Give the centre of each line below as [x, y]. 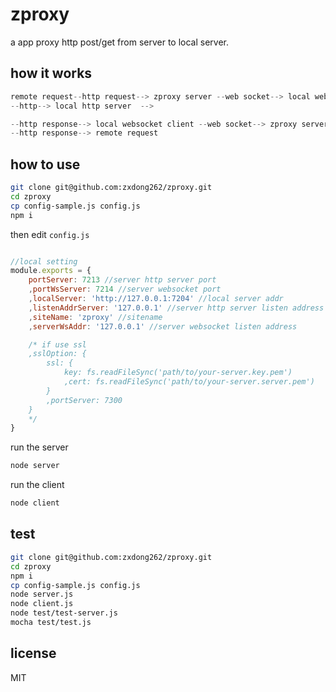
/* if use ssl [57, 344]
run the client [37, 485]
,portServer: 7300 [84, 400]
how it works [51, 73]
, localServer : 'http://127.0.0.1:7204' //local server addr [156, 299]
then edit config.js [50, 234]
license [33, 653]
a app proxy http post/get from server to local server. [120, 42]
